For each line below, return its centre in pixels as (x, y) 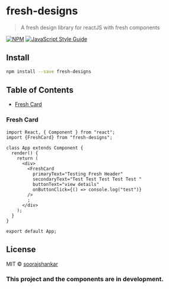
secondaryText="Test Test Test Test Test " (87, 179)
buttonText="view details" (66, 184)
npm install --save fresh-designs (49, 72)
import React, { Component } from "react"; (61, 132)
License (21, 249)
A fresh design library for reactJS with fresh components (90, 27)
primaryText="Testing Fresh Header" (78, 174)
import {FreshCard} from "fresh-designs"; (59, 137)
